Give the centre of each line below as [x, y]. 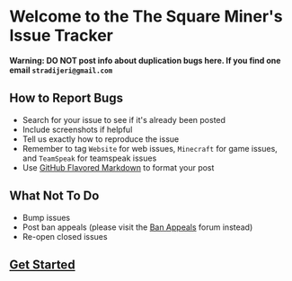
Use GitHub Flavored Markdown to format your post [118, 167]
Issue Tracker [62, 35]
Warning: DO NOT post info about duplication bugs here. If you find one [145, 60]
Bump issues [46, 217]
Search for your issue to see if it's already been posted [124, 119]
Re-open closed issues [65, 236]
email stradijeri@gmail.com [61, 70]
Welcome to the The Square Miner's [146, 17]
